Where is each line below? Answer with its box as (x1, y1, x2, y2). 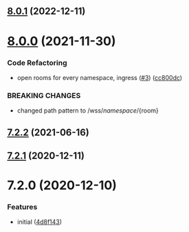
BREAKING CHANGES (7, 90, 81, 100)
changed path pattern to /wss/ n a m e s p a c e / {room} (16, 106, 159, 115)
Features (7, 202, 38, 212)
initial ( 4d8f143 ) (16, 217, 63, 226)
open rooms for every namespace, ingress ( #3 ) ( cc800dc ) (16, 73, 183, 81)
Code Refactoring (7, 58, 67, 68)
